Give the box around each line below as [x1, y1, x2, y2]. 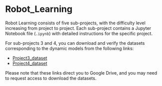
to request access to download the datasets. [5, 75, 97, 81]
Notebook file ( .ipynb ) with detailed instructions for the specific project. [5, 30, 153, 36]
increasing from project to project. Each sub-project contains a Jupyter [5, 25, 151, 31]
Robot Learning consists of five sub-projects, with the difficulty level [5, 20, 146, 26]
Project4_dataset [12, 60, 47, 66]
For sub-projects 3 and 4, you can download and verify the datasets [5, 40, 145, 46]
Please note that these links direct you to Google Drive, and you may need [5, 70, 158, 76]
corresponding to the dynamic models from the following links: [5, 45, 134, 51]
